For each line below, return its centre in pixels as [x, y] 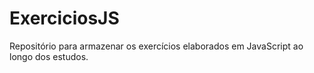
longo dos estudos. [49, 56]
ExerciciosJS [64, 18]
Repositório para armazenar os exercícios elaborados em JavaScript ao [156, 46]
